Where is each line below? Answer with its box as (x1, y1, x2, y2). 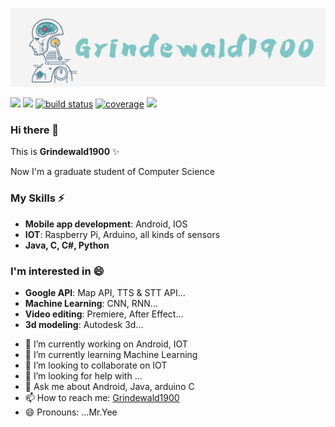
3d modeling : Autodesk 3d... (24, 318, 144, 330)
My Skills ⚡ (10, 191, 65, 205)
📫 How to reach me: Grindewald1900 (24, 391, 180, 403)
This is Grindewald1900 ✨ (10, 146, 120, 158)
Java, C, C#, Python (24, 239, 110, 251)
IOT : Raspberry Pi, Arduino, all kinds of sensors (24, 228, 221, 240)
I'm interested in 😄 (10, 264, 105, 278)
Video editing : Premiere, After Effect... (24, 308, 184, 320)
